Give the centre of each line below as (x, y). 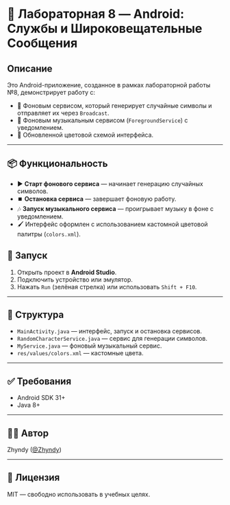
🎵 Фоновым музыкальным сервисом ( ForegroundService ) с (102, 120)
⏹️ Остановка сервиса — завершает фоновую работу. (97, 199)
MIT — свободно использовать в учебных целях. (79, 494)
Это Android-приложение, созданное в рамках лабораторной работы (109, 85)
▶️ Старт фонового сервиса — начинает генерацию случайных (110, 183)
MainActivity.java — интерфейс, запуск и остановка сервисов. (110, 331)
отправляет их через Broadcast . (63, 113)
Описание (30, 68)
